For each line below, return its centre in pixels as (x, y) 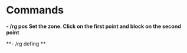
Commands (35, 10)
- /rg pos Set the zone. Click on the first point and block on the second (93, 26)
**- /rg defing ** (26, 44)
